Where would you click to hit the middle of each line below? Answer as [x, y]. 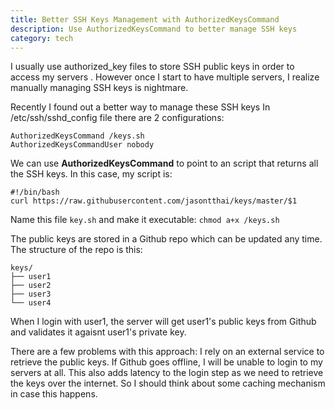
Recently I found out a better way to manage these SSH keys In [140, 107]
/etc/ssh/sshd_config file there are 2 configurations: [117, 118]
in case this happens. [54, 394]
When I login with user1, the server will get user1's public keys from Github [163, 322]
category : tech [42, 38]
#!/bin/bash [35, 192]
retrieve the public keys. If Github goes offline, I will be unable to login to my [166, 362]
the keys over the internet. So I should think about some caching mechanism [168, 383]
